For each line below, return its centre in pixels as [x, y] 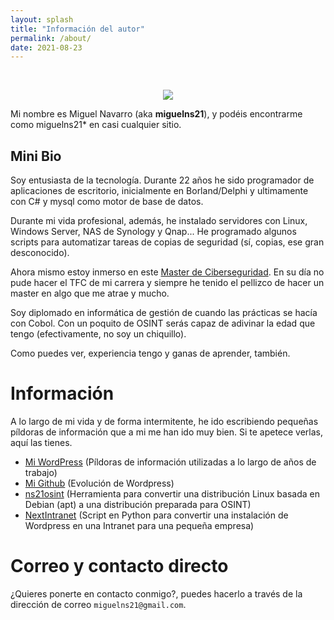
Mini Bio [36, 156]
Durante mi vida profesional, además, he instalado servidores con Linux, [159, 221]
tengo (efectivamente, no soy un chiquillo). [98, 334]
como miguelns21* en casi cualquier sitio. [96, 125]
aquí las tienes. [41, 442]
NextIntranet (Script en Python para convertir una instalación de [156, 515]
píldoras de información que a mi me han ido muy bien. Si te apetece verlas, [167, 432]
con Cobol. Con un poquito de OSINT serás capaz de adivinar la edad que [163, 323]
